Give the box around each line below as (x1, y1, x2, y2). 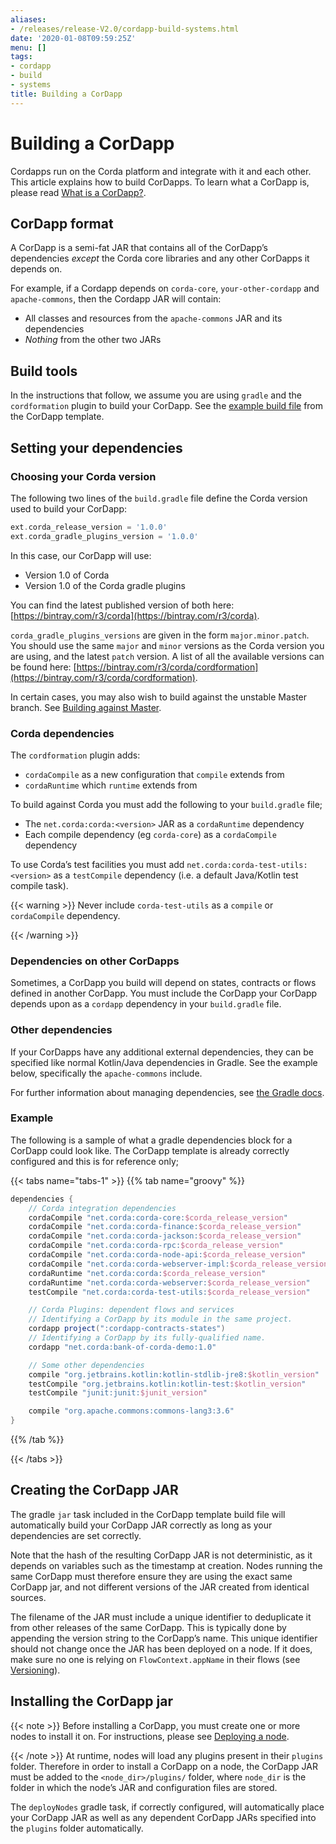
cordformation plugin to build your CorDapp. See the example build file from (10, 400, 324, 412)
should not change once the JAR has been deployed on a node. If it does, (10, 1642, 313, 1655)
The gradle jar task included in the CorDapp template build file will (10, 1508, 286, 1520)
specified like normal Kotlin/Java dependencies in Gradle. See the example (10, 1056, 318, 1068)
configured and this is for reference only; (10, 1155, 180, 1167)
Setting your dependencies (10, 439, 183, 456)
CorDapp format (10, 215, 114, 232)
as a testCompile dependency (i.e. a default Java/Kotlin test (53, 869, 299, 881)
